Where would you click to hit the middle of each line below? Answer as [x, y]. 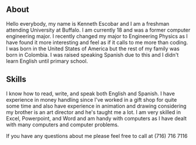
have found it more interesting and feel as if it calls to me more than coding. [97, 42]
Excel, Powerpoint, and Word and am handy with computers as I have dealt [97, 118]
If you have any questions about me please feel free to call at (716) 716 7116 [97, 136]
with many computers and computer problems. [63, 125]
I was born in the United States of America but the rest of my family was [93, 49]
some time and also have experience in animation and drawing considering [96, 106]
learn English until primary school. [47, 61]
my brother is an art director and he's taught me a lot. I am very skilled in [94, 112]
